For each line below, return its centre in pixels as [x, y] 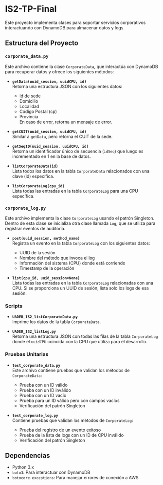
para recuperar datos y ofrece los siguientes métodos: [60, 71]
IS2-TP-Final [31, 9]
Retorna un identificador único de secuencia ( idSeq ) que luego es [78, 151]
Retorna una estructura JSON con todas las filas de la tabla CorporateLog [85, 336]
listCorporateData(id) [35, 166]
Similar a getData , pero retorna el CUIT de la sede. [62, 136]
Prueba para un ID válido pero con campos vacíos [70, 400]
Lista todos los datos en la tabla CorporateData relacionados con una [81, 171]
